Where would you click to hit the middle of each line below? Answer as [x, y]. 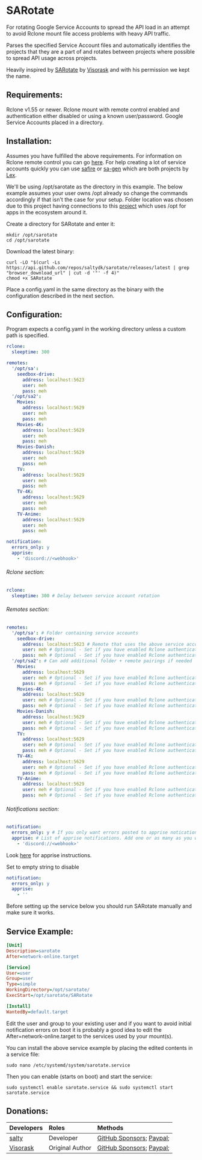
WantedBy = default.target [37, 1012]
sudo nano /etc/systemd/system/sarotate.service [68, 1065]
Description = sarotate [33, 951]
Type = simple [21, 984]
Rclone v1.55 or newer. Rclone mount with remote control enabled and [93, 110]
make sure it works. [31, 913]
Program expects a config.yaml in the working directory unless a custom [96, 329]
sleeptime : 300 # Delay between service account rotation [86, 596]
